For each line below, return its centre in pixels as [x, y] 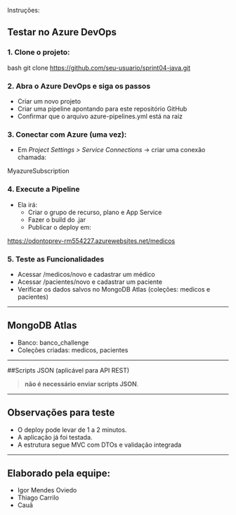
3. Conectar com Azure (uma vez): [67, 135]
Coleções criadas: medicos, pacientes [73, 350]
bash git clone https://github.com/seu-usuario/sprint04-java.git [99, 68]
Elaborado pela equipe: [59, 473]
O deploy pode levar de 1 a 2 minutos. [72, 430]
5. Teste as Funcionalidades [56, 259]
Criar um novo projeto [49, 101]
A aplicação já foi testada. [55, 437]
